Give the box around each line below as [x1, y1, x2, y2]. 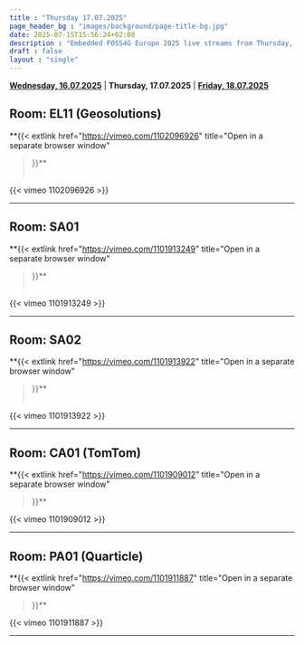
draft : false [9, 47, 63, 56]
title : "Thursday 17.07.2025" [9, 13, 128, 23]
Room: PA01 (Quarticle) [9, 548, 144, 564]
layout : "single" [9, 55, 79, 64]
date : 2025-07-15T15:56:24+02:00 [9, 30, 136, 39]
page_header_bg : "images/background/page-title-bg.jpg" [9, 22, 229, 31]
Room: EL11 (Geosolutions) [9, 106, 162, 122]
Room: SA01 [9, 219, 80, 235]
